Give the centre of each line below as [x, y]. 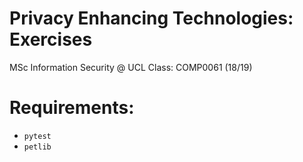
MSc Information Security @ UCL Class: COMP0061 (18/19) [131, 67]
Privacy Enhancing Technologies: [151, 18]
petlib [37, 147]
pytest [37, 136]
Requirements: [72, 108]
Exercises [51, 39]
